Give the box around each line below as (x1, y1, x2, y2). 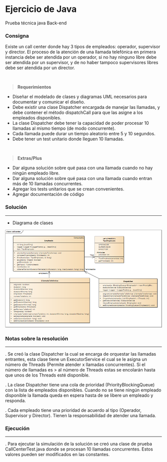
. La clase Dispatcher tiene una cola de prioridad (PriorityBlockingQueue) (5, 381, 155, 387)
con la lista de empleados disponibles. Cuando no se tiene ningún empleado (5, 387, 162, 393)
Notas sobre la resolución (5, 335, 69, 342)
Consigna (5, 32, 29, 39)
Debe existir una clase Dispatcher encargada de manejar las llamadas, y (12, 104, 160, 110)
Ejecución (5, 425, 30, 432)
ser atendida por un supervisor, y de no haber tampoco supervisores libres (5, 60, 159, 66)
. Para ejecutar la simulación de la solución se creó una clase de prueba (5, 441, 153, 447)
